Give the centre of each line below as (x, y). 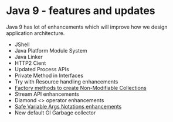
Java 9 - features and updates (81, 11)
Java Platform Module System (51, 50)
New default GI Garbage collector (55, 113)
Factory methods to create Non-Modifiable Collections (80, 88)
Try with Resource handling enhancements (66, 81)
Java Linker (28, 57)
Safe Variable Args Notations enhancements (68, 106)
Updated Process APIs (42, 69)
